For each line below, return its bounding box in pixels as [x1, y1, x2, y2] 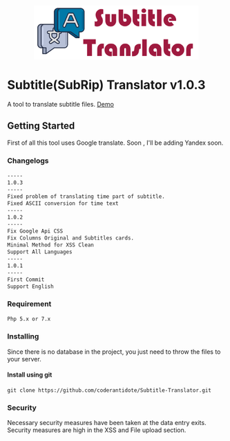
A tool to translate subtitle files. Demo [7, 100, 114, 108]
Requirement [7, 299, 52, 309]
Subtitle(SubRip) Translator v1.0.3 [7, 78, 206, 93]
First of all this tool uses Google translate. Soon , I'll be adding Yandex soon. [7, 138, 224, 147]
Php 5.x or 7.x [7, 316, 51, 323]
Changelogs [7, 156, 50, 165]
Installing [7, 332, 39, 341]
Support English [7, 283, 54, 290]
